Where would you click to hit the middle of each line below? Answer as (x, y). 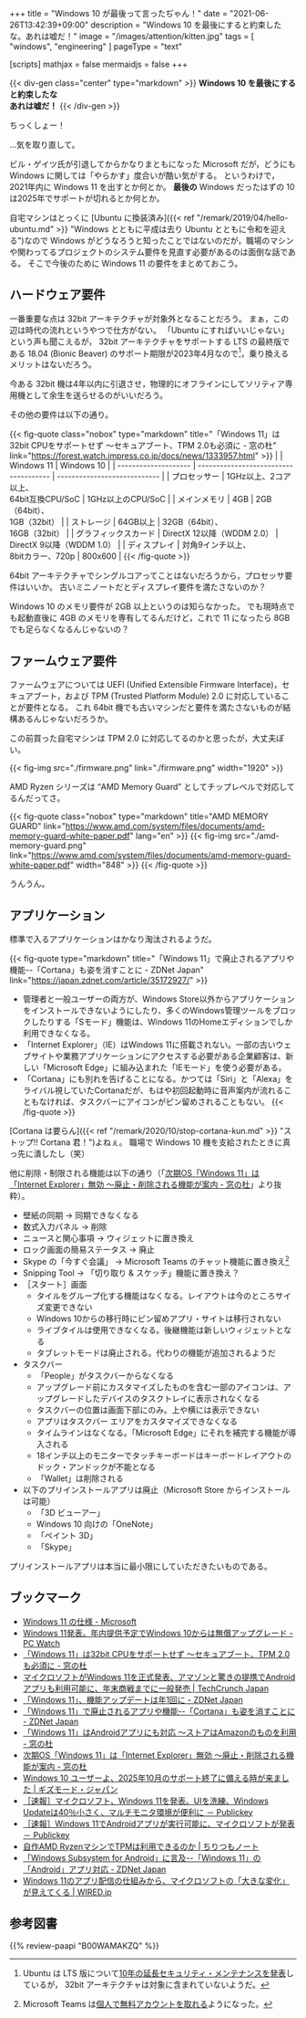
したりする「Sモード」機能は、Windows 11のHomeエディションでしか (162, 1022)
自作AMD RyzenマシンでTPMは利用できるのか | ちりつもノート (141, 1846)
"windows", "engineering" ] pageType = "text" (96, 47)
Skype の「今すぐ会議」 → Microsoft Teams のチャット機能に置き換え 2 (156, 1261)
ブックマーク (46, 1598)
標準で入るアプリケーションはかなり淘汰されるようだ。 (113, 940)
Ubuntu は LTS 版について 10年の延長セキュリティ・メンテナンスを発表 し (158, 1973)
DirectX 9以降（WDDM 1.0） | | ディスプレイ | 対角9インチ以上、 (130, 545)
